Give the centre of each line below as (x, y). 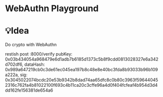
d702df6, (14, 64)
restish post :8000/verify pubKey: (39, 54)
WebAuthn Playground (52, 9)
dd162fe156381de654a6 (29, 90)
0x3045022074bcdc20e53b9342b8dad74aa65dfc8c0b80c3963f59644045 (81, 80)
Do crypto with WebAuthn (31, 45)
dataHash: (35, 64)
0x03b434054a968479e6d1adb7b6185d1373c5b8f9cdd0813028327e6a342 (82, 59)
